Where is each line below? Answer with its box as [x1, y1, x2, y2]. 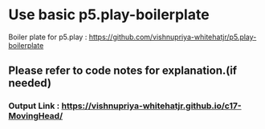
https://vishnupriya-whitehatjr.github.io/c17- [61, 100, 243, 111]
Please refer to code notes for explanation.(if [8, 64, 238, 78]
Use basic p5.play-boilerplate [8, 6, 210, 24]
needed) [8, 76, 52, 90]
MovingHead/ [8, 111, 63, 122]
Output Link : [8, 100, 60, 111]
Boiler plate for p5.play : [8, 32, 88, 42]
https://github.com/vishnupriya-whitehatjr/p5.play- [88, 32, 257, 42]
